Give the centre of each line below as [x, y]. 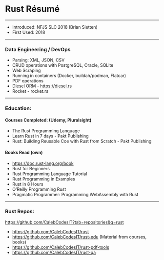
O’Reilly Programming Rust [39, 189]
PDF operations [28, 81]
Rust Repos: [20, 212]
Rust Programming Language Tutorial [50, 174]
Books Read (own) [24, 152]
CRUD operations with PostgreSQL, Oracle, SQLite [63, 65]
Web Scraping [26, 70]
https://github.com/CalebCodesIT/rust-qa [54, 252]
